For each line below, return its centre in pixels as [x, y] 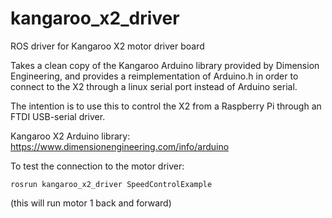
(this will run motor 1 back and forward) [91, 203]
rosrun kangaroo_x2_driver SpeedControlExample [111, 184]
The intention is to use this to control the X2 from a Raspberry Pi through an [166, 106]
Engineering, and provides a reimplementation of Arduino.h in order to [154, 76]
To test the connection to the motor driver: [97, 166]
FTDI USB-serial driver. [58, 116]
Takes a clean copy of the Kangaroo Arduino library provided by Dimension [165, 65]
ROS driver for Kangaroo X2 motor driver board [107, 46]
